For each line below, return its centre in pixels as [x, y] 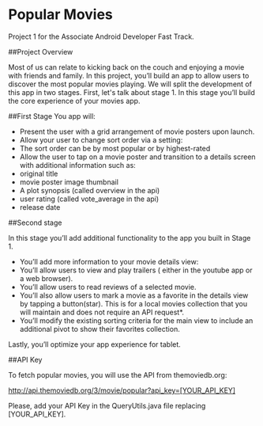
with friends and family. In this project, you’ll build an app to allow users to [129, 75]
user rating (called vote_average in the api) [89, 199]
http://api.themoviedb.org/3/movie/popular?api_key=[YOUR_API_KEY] [122, 390]
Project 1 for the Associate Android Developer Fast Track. [101, 36]
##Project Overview [41, 51]
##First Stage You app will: [52, 116]
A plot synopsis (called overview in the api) [90, 190]
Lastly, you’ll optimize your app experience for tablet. [95, 344]
